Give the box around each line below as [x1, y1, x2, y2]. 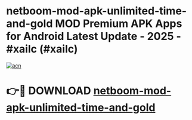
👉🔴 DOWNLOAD [6, 84, 91, 98]
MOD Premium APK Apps [55, 17, 182, 30]
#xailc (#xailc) [6, 42, 78, 56]
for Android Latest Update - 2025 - [6, 30, 182, 43]
